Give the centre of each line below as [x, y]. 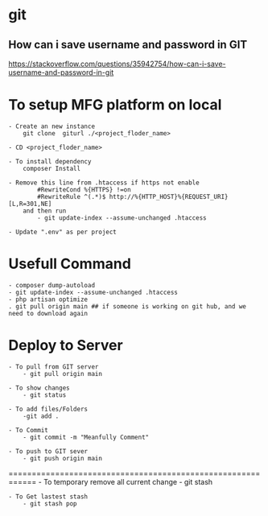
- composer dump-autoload [52, 285]
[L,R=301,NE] [30, 204]
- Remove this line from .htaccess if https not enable [104, 183]
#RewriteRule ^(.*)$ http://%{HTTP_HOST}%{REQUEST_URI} [133, 196]
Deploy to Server [66, 346]
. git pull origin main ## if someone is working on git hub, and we [128, 306]
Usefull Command [70, 264]
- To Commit [28, 430]
